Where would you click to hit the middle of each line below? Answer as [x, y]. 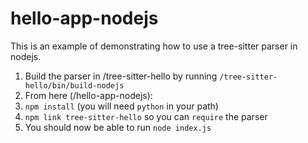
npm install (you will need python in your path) [121, 106]
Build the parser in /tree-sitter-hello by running [121, 76]
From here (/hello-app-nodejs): [88, 95]
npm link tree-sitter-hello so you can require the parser [146, 116]
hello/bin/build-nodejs [74, 85]
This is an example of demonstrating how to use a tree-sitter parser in [154, 46]
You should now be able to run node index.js [118, 127]
